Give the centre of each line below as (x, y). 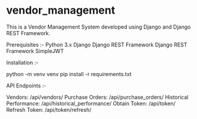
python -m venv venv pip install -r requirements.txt (69, 74)
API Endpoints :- (26, 85)
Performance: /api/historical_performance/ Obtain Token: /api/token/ (91, 103)
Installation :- (22, 62)
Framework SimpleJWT (35, 51)
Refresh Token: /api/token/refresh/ (49, 109)
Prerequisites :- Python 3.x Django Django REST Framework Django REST (97, 45)
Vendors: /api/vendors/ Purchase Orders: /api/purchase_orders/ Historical (97, 97)
